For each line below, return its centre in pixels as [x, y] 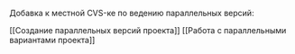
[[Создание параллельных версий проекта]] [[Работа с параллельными [148, 30]
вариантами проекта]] [52, 40]
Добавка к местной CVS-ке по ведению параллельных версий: [132, 13]
